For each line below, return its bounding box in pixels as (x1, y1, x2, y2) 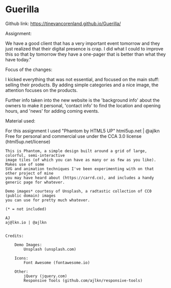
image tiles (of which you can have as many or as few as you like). (5, 157, 157, 162)
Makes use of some (5, 162, 44, 167)
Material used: (5, 117, 36, 124)
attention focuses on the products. (5, 87, 78, 93)
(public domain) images (5, 193, 56, 198)
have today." (5, 56, 32, 62)
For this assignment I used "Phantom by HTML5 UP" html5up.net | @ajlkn (5, 128, 160, 134)
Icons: (14, 255, 29, 261)
